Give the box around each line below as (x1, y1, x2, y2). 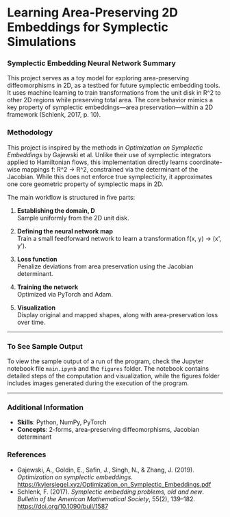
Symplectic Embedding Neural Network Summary (7, 58, 177, 68)
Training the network (16, 283, 79, 291)
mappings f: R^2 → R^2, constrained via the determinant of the (21, 165, 199, 173)
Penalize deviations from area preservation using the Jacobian (16, 262, 194, 271)
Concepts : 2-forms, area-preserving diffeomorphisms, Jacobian (16, 426, 200, 434)
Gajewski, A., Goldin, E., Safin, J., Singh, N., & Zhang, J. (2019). (16, 466, 195, 474)
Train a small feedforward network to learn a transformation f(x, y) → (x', (16, 234, 222, 242)
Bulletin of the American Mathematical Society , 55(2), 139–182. (16, 494, 196, 503)
